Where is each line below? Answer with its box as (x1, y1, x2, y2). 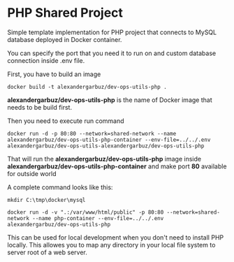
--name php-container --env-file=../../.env (32, 214, 164, 221)
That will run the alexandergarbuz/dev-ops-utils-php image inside (7, 154, 201, 163)
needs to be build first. (7, 103, 72, 111)
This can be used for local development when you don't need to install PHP (7, 233, 224, 242)
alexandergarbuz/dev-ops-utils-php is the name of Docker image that (7, 96, 212, 104)
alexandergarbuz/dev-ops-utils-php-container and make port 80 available (7, 162, 227, 170)
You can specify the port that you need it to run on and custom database (7, 49, 217, 57)
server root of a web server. (7, 248, 87, 256)
